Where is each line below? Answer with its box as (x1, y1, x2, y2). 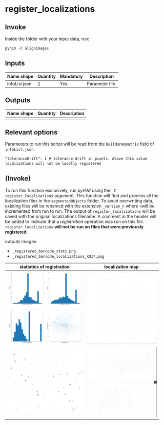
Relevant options (5, 128, 58, 136)
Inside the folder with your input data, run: (5, 36, 89, 42)
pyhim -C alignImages (5, 46, 49, 51)
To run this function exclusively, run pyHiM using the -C (5, 187, 116, 193)
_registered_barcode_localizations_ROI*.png (12, 254, 104, 259)
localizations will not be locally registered (5, 161, 102, 166)
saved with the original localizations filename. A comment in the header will (5, 213, 157, 219)
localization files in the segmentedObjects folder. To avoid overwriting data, (5, 198, 154, 203)
